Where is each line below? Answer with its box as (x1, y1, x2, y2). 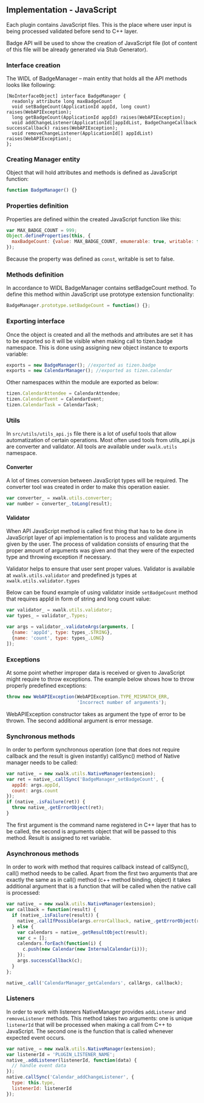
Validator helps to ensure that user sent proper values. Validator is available (6, 565, 195, 573)
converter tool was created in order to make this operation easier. (6, 484, 170, 491)
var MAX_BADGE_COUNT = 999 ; (6, 227, 78, 233)
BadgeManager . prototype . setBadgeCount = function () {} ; (6, 303, 151, 309)
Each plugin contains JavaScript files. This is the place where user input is (6, 21, 192, 28)
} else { (12, 923, 34, 929)
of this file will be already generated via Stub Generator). (6, 46, 148, 53)
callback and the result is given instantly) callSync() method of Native (6, 752, 180, 759)
